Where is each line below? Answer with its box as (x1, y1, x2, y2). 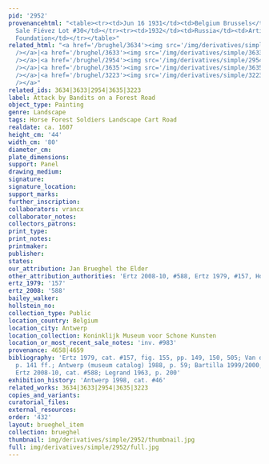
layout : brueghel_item (8, 421, 84, 429)
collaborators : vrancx (8, 205, 84, 213)
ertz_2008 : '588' (8, 287, 66, 295)
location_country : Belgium (8, 317, 98, 325)
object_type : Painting (8, 101, 84, 109)
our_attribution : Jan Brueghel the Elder (8, 265, 149, 273)
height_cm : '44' (8, 130, 62, 138)
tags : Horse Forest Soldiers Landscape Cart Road (8, 116, 178, 124)
